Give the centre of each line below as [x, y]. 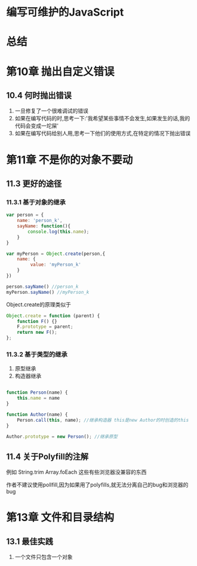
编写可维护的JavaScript [65, 12]
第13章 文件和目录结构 [60, 518]
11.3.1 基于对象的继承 [36, 202]
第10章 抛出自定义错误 [60, 71]
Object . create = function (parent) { [53, 316]
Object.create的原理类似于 [39, 304]
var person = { [25, 215]
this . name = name [39, 398]
